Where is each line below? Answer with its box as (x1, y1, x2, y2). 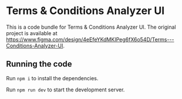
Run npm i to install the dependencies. (6, 74, 99, 81)
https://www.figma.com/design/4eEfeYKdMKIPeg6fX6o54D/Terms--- (6, 36, 174, 43)
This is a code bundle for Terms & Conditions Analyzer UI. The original (6, 23, 176, 30)
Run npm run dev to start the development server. (6, 86, 125, 93)
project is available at (6, 29, 58, 36)
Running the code (6, 59, 72, 69)
